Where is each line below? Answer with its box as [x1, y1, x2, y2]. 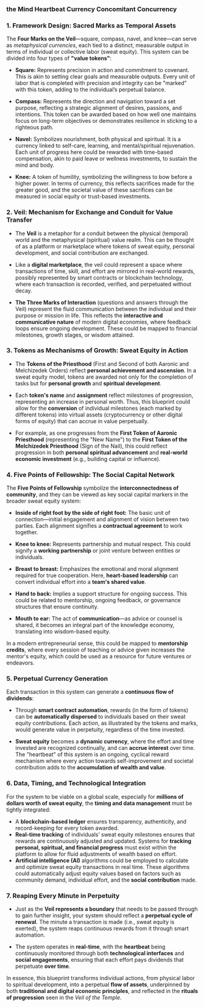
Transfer [6, 216, 32, 224]
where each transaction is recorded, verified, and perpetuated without [15, 280, 192, 288]
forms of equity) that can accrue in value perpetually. [15, 417, 149, 424]
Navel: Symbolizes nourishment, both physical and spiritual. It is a [15, 136, 181, 143]
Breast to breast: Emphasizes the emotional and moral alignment [15, 565, 178, 573]
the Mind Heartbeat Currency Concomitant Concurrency [6, 5, 177, 13]
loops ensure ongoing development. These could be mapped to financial [15, 324, 198, 332]
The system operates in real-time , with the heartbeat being [15, 943, 166, 950]
